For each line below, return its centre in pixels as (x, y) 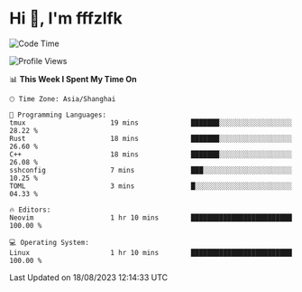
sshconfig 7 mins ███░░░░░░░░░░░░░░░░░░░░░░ (151, 170)
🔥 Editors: (30, 210)
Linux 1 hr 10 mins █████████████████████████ (151, 252)
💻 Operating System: (50, 242)
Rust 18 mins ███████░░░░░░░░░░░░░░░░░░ (151, 138)
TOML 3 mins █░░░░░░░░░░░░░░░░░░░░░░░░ (151, 186)
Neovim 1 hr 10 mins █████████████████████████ (151, 217)
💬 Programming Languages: (58, 115)
